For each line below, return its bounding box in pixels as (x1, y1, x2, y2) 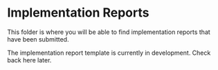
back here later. (7, 55, 52, 64)
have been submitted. (7, 35, 69, 43)
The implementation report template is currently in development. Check (7, 49, 211, 57)
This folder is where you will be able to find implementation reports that (7, 28, 211, 36)
